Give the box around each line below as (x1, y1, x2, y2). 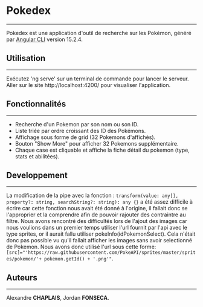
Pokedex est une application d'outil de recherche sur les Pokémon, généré (6, 29, 192, 36)
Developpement (6, 170, 68, 180)
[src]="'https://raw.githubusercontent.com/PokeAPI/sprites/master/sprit (6, 250, 196, 256)
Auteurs (6, 273, 38, 283)
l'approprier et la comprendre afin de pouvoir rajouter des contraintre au (6, 211, 186, 218)
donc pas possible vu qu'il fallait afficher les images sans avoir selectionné (6, 237, 192, 244)
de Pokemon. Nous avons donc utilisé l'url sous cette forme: (6, 243, 156, 251)
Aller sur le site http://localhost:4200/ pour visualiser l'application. (6, 81, 171, 88)
